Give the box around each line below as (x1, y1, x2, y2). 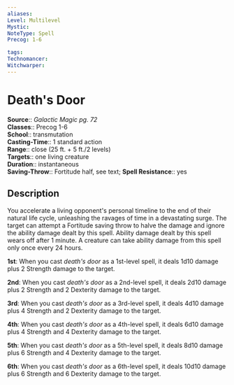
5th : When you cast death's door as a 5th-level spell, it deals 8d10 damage (7, 341, 224, 349)
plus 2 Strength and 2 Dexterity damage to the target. (7, 285, 161, 294)
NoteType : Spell (7, 29, 54, 37)
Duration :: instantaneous (7, 160, 79, 168)
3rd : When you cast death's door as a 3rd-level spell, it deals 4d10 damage (7, 299, 224, 307)
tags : (7, 49, 23, 56)
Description (7, 188, 59, 199)
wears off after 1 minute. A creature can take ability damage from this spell (7, 236, 221, 244)
